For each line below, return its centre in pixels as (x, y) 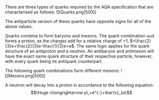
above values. (19, 26)
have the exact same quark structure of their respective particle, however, (79, 56)
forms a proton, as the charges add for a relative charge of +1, (67, 41)
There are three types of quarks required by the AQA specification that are (79, 7)
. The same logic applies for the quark (112, 46)
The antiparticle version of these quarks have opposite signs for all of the (78, 21)
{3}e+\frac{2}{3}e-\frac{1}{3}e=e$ (40, 46)
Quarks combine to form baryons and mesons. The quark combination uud (79, 36)
